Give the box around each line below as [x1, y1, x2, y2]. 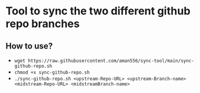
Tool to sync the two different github [5, 4, 191, 18]
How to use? [5, 41, 53, 51]
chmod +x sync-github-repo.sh [14, 70, 90, 76]
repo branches [5, 17, 80, 31]
